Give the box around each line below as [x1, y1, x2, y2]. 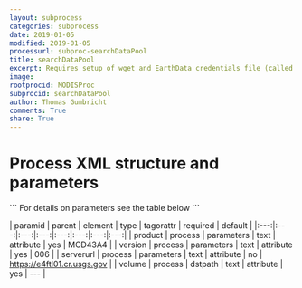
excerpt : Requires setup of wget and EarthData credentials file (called [9, 64, 294, 73]
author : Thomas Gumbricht [9, 97, 107, 107]
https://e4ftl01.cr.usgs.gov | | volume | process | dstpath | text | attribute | [9, 259, 283, 270]
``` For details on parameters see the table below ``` [9, 203, 201, 214]
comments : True [9, 106, 67, 115]
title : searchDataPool [9, 55, 95, 64]
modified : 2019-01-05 [9, 38, 91, 48]
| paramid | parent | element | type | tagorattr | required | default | [9, 220, 253, 231]
